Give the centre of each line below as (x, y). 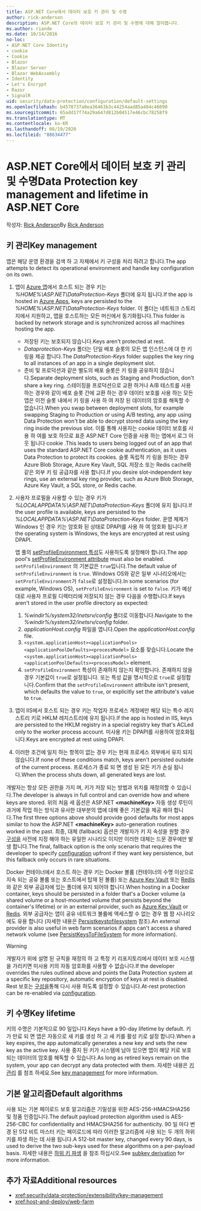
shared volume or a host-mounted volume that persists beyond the (89, 900)
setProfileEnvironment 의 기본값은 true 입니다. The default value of (96, 566)
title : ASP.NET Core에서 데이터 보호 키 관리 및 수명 (67, 12)
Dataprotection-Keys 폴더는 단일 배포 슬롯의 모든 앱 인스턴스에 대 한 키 (108, 349)
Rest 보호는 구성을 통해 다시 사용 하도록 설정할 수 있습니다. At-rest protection (96, 986)
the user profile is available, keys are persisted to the (80, 512)
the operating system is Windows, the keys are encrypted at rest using (102, 533)
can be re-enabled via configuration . (52, 993)
